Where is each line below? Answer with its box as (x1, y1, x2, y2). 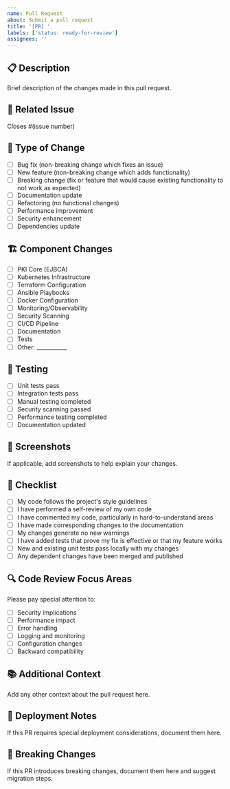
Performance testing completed (16, 413, 108, 421)
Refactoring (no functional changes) (16, 198, 119, 207)
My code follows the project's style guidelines (16, 498, 148, 506)
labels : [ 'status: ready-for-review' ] (7, 29, 118, 37)
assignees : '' (7, 36, 48, 43)
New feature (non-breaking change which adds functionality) (16, 168, 191, 176)
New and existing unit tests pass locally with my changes (16, 544, 179, 552)
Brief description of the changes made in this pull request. (7, 83, 172, 92)
